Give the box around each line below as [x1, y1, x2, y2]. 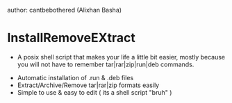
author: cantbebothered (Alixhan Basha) [7, 6, 122, 14]
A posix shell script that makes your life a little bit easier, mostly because [17, 53, 226, 61]
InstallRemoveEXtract [7, 30, 135, 46]
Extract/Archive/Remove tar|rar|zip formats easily [17, 81, 160, 89]
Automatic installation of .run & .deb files [17, 73, 134, 82]
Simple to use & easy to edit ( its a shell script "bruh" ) [17, 88, 172, 96]
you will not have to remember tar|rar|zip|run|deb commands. [17, 60, 194, 68]
